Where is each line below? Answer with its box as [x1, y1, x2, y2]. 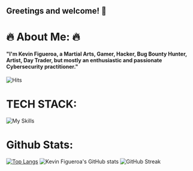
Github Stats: [6, 138, 74, 151]
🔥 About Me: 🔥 [6, 30, 80, 44]
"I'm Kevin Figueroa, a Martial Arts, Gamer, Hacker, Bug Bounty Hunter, [6, 50, 187, 57]
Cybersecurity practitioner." [6, 63, 79, 71]
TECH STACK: [6, 97, 77, 111]
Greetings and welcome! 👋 [6, 6, 107, 16]
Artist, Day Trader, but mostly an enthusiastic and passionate [6, 57, 162, 64]
